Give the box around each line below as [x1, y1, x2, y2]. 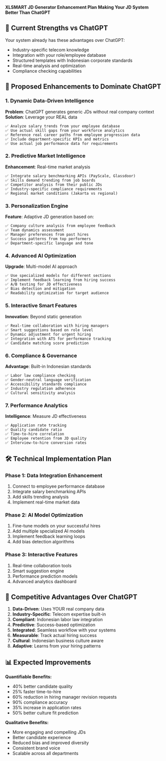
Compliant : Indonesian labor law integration [12, 617, 103, 623]
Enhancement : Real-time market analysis [5, 164, 91, 170]
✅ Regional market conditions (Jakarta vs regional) [5, 191, 118, 196]
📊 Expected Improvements [5, 658, 91, 666]
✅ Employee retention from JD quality [5, 436, 87, 441]
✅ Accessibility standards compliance [5, 381, 87, 386]
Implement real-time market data [12, 499, 80, 505]
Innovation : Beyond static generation [5, 313, 82, 319]
